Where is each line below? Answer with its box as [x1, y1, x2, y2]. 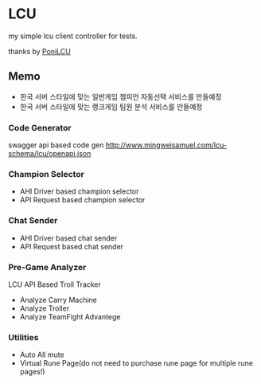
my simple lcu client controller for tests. [8, 31, 138, 41]
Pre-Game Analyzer [8, 261, 87, 272]
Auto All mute [19, 350, 65, 359]
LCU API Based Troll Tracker [8, 280, 102, 289]
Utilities [8, 331, 39, 343]
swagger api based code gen [8, 140, 104, 150]
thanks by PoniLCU [8, 46, 72, 56]
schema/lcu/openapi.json [8, 149, 92, 159]
